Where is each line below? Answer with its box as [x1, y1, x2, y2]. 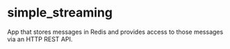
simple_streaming [7, 5, 113, 21]
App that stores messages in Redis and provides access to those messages [7, 28, 224, 36]
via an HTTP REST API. [7, 35, 73, 43]
